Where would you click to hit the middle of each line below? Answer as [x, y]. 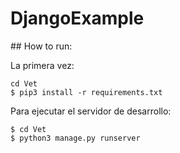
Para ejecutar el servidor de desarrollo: [91, 111]
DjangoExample [77, 18]
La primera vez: [42, 65]
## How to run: [41, 46]
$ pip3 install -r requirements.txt [86, 92]
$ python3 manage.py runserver [75, 138]
